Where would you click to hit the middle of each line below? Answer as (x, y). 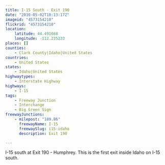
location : (16, 29)
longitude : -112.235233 (40, 39)
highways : (16, 86)
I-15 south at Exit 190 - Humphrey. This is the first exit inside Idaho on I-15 (83, 152)
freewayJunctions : (25, 115)
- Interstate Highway (37, 81)
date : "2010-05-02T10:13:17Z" (38, 15)
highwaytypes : (20, 77)
